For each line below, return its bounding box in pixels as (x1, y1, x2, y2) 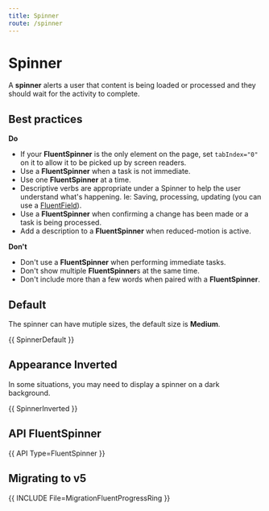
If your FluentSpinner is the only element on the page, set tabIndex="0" (19, 150, 259, 159)
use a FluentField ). (19, 200, 82, 210)
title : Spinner (8, 11, 60, 20)
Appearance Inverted (8, 358, 118, 372)
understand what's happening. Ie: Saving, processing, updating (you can (19, 192, 262, 202)
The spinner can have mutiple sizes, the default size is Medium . (8, 319, 221, 329)
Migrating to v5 (8, 472, 87, 485)
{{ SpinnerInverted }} (8, 403, 78, 413)
